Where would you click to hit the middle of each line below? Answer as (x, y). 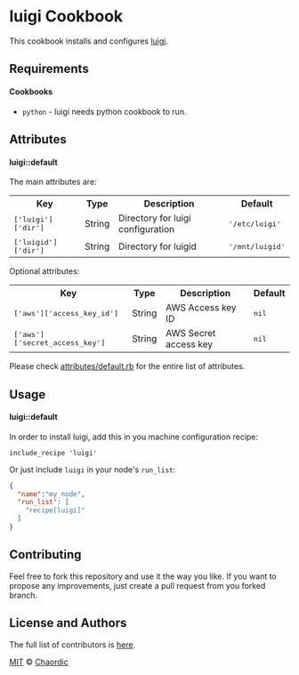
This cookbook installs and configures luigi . (89, 41)
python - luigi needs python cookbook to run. (104, 111)
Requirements (49, 69)
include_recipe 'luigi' (53, 453)
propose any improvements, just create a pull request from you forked (137, 585)
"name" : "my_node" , (52, 494)
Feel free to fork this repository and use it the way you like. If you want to (143, 576)
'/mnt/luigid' (257, 246)
